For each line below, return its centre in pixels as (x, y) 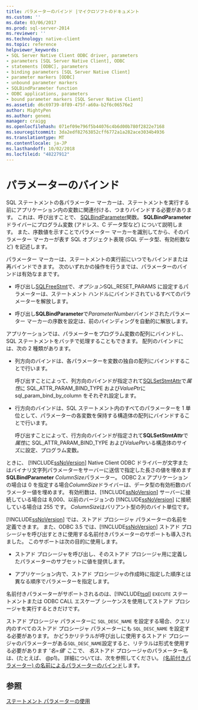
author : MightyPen (29, 110)
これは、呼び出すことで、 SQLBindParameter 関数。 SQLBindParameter (104, 217)
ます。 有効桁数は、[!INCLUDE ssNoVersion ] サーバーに (119, 492)
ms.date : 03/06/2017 (32, 22)
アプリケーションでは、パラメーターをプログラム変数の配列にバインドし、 (96, 334)
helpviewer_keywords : (33, 50)
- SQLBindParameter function (42, 88)
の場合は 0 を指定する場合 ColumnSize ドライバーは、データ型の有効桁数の (96, 485)
